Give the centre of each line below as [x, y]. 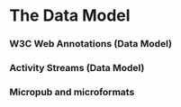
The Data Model [70, 16]
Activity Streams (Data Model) [77, 68]
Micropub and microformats [72, 92]
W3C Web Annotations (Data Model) [91, 44]
